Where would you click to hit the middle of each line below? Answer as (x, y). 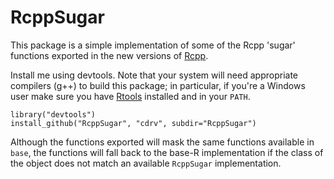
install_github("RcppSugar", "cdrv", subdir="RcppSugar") (133, 123)
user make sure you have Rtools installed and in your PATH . (130, 96)
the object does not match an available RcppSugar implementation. (146, 163)
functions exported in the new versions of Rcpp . (109, 55)
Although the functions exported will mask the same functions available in (162, 142)
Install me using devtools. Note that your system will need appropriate (154, 75)
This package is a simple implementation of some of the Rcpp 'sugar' (153, 45)
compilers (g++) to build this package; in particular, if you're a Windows (158, 85)
